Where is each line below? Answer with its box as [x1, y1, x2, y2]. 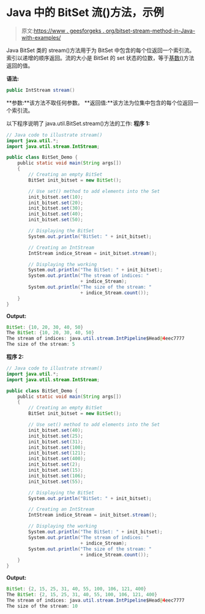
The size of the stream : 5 [6, 341, 75, 347]
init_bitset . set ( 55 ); [28, 479, 84, 485]
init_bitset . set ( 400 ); [28, 456, 86, 462]
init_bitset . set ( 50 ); [28, 217, 84, 223]
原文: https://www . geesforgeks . [21, 27, 105, 34]
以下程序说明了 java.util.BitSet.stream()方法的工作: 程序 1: [6, 119, 150, 127]
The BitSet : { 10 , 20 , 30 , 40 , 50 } [6, 330, 95, 336]
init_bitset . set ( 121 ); [28, 450, 86, 457]
